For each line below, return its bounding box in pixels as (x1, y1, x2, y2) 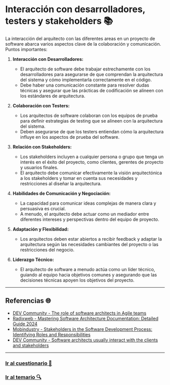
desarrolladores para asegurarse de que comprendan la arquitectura (20, 71, 163, 77)
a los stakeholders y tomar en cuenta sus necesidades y (20, 175, 138, 181)
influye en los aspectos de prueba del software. (20, 134, 120, 140)
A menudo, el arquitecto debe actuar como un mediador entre (20, 211, 149, 217)
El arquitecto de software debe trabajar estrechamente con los (20, 66, 151, 72)
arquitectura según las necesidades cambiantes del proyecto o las (20, 241, 158, 247)
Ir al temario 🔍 (5, 373, 41, 380)
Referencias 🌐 (5, 296, 51, 305)
